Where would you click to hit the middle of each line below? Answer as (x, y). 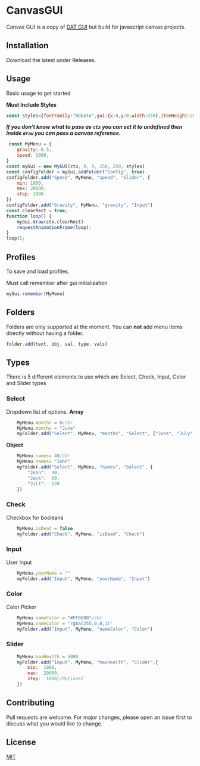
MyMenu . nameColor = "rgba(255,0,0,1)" (65, 624)
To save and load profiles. (38, 271)
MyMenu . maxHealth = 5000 (48, 656)
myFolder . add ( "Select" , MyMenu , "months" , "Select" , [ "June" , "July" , (106, 434)
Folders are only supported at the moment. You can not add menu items (94, 327)
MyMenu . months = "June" (46, 428)
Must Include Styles (31, 104)
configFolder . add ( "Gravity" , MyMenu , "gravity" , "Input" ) (79, 205)
